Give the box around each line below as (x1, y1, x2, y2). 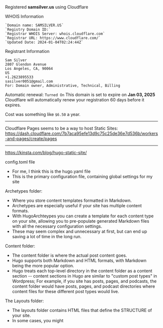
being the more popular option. (12, 263, 74, 268)
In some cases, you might (12, 318, 64, 323)
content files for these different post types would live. (12, 289, 119, 294)
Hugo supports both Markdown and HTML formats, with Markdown (12, 258, 147, 263)
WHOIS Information (5, 14, 44, 19)
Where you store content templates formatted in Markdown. (12, 197, 132, 203)
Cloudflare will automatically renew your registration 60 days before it (5, 97, 145, 102)
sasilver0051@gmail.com (5, 79, 53, 84)
